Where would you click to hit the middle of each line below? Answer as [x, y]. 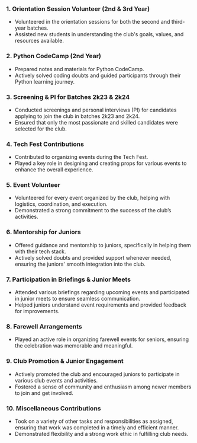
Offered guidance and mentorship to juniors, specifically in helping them [103, 245]
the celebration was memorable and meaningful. [74, 346]
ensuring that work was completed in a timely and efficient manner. [97, 427]
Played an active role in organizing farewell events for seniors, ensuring [102, 339]
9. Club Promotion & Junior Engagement [65, 361]
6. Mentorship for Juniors [43, 232]
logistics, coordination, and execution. [61, 204]
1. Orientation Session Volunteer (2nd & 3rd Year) [78, 9]
